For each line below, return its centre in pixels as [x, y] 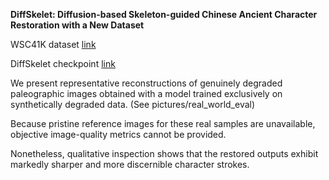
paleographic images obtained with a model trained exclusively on [146, 93]
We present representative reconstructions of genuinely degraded [146, 83]
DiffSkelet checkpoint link [63, 63]
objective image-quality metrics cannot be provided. [118, 134]
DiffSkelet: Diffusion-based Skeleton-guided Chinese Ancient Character [164, 14]
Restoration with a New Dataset [77, 25]
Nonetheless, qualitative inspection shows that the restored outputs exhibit [164, 153]
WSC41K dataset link [53, 44]
